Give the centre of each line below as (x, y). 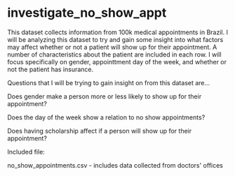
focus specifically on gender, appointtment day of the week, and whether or (117, 61)
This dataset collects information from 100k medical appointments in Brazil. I (117, 32)
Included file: (26, 152)
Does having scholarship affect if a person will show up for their (99, 131)
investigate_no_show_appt (87, 13)
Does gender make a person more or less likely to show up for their (105, 96)
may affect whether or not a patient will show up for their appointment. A (112, 47)
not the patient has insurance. (51, 69)
